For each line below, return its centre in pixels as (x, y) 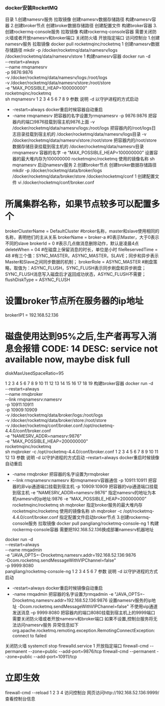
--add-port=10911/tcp (55, 657)
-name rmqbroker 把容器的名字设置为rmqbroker (61, 474)
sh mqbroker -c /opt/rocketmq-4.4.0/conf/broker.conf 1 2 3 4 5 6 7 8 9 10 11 (82, 452)
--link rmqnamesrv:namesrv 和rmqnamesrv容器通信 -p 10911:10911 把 (82, 481)
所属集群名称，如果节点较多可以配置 (78, 204)
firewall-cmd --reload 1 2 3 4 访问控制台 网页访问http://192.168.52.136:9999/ (82, 693)
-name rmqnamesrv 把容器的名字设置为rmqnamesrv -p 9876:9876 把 (82, 116)
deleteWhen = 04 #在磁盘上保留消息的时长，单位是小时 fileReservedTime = (82, 250)
